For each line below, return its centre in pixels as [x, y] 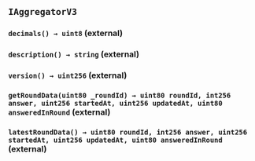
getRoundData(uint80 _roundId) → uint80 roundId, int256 [120, 96]
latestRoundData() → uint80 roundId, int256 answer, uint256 [128, 132]
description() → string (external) [74, 54]
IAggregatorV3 [42, 12]
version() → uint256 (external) [68, 75]
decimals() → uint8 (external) [66, 33]
